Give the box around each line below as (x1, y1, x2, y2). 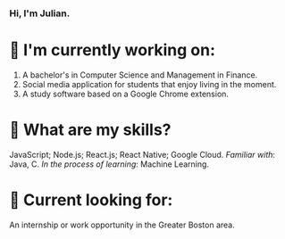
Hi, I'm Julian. (9, 7, 71, 20)
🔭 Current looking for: (9, 190, 173, 210)
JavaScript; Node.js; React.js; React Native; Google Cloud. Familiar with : (9, 149, 275, 160)
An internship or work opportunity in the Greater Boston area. (9, 219, 235, 230)
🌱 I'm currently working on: (9, 40, 216, 61)
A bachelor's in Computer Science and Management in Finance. (21, 70, 258, 80)
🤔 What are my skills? (9, 119, 172, 140)
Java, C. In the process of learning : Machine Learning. (9, 159, 210, 169)
